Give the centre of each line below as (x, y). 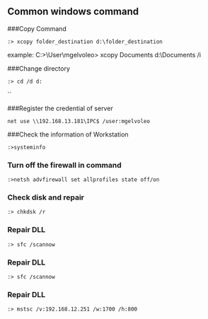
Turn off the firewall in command (64, 165)
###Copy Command (37, 28)
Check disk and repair (46, 197)
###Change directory (39, 68)
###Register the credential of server (60, 108)
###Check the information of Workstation (68, 134)
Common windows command (73, 12)
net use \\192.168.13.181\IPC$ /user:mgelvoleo (79, 121)
